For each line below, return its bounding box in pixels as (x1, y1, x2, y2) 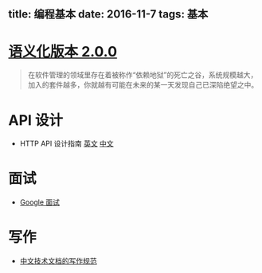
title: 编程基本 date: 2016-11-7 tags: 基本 (8, 7, 209, 21)
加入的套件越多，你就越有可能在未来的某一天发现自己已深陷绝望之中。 (27, 80, 259, 90)
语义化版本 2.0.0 (8, 42, 118, 60)
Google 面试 (19, 197, 61, 207)
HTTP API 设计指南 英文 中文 (19, 138, 114, 149)
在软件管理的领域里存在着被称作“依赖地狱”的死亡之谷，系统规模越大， (27, 70, 258, 80)
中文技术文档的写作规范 (19, 256, 97, 266)
